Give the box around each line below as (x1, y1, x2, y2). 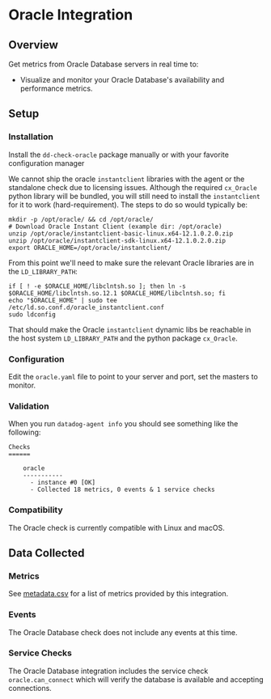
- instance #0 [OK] (29, 479, 95, 487)
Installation (8, 131, 54, 142)
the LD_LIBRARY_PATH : (8, 266, 78, 276)
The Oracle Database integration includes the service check (8, 666, 209, 676)
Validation (8, 400, 50, 412)
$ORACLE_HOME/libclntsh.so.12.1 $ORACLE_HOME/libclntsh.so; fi (8, 289, 227, 297)
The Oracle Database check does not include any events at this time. (8, 627, 238, 637)
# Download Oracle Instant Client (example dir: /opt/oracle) (8, 222, 222, 231)
